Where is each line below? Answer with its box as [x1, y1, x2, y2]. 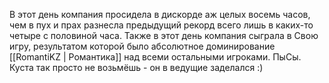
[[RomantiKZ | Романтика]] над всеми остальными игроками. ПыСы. [9, 51, 302, 63]
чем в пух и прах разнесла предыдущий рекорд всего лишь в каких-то [9, 19, 314, 31]
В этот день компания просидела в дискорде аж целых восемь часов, [9, 9, 311, 20]
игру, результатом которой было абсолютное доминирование [9, 40, 276, 52]
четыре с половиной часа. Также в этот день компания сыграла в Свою [9, 30, 319, 41]
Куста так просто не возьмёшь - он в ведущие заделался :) [9, 62, 264, 73]
